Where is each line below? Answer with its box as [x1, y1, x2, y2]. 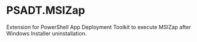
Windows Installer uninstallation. [6, 29, 87, 37]
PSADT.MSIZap [6, 4, 86, 17]
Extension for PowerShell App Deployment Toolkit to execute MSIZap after [6, 23, 192, 31]
